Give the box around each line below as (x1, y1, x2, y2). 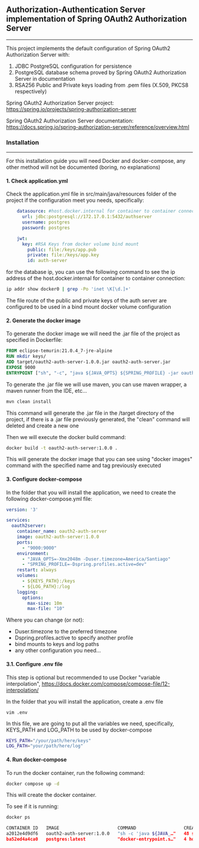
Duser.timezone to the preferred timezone (14, 628, 117, 635)
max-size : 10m (27, 600, 62, 606)
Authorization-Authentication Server (6, 5, 146, 15)
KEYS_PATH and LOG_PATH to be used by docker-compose (6, 726, 152, 733)
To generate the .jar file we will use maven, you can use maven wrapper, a (6, 380, 187, 388)
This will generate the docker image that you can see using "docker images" (6, 456, 192, 463)
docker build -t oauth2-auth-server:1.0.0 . (6, 445, 118, 451)
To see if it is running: (6, 803, 59, 810)
